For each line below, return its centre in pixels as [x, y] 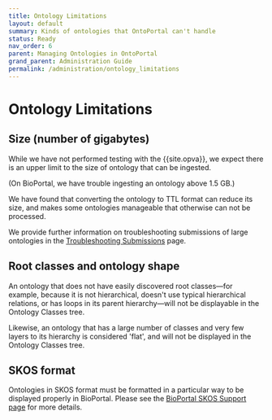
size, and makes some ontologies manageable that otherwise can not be [130, 208]
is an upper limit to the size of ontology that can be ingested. [110, 167]
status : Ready [32, 39]
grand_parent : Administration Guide [70, 62]
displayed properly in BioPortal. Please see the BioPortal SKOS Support [127, 399]
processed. [27, 216]
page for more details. [45, 407]
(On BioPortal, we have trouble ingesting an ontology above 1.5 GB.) [122, 183]
